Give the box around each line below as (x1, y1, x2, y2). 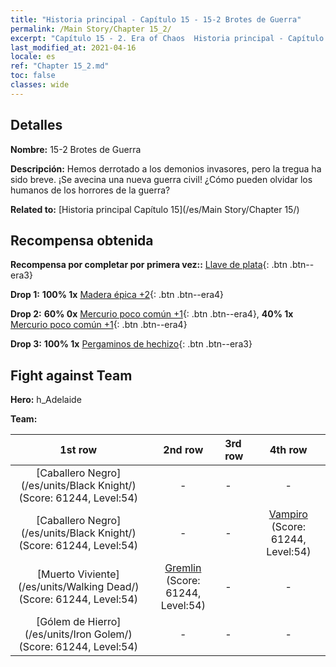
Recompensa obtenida (10, 232, 154, 249)
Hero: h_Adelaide (10, 394, 82, 406)
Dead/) (106, 580, 140, 594)
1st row (59, 443, 98, 457)
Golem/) (93, 627, 133, 641)
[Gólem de (35, 615, 86, 629)
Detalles (10, 117, 63, 134)
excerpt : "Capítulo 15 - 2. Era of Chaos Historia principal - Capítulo (10, 33, 325, 43)
